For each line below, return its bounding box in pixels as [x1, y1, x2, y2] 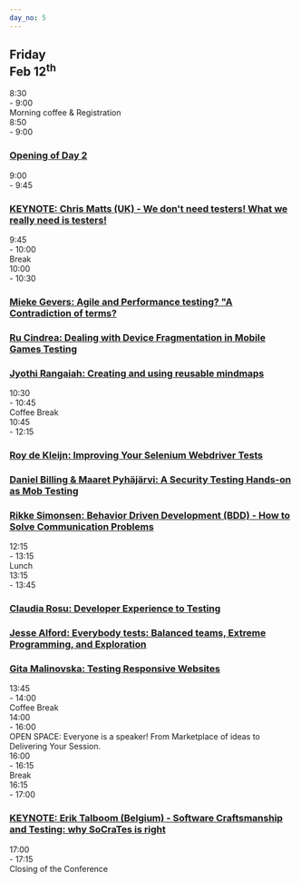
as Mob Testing [9, 485, 79, 498]
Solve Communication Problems [9, 520, 154, 532]
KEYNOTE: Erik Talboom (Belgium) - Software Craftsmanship [9, 812, 284, 825]
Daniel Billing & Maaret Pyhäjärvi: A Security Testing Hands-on [9, 473, 292, 486]
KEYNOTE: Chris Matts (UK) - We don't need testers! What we [9, 202, 288, 214]
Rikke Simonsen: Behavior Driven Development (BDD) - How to [9, 509, 291, 521]
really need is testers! [9, 213, 107, 226]
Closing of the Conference [9, 863, 109, 874]
